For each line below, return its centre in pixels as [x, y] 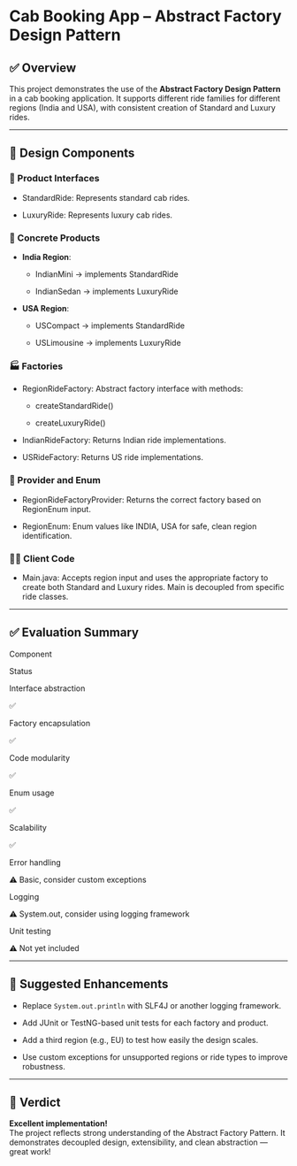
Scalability [28, 827]
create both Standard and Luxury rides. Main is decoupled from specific [153, 587]
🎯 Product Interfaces [54, 179]
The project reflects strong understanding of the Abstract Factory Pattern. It [147, 1133]
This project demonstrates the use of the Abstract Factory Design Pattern [145, 89]
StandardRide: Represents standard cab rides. [106, 197]
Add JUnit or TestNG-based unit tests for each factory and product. [145, 1023]
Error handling [35, 862]
